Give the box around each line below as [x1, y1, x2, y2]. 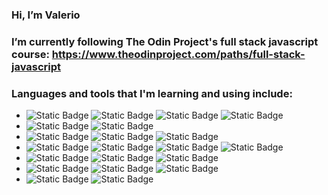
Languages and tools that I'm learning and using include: [11, 86, 293, 100]
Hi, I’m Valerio [11, 8, 81, 22]
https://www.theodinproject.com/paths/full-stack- [51, 47, 306, 61]
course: [11, 47, 50, 61]
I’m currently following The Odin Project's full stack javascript [11, 34, 319, 48]
